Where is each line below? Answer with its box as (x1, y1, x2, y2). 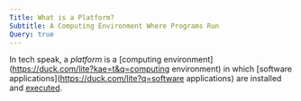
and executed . (9, 82, 63, 94)
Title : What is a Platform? (9, 13, 115, 22)
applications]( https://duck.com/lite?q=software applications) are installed (9, 73, 282, 84)
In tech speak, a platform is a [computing (9, 55, 162, 65)
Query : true (9, 29, 54, 38)
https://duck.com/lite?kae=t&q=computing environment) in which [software (12, 63, 293, 74)
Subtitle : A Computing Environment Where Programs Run (9, 21, 220, 30)
